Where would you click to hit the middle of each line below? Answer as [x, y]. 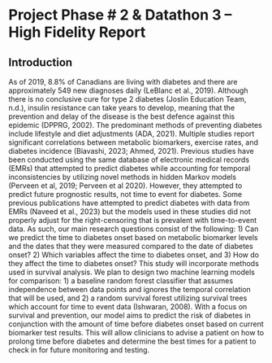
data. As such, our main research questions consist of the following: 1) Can [134, 229]
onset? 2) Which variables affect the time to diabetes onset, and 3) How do [134, 255]
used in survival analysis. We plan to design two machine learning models [132, 272]
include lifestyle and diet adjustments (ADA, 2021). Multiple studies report [132, 133]
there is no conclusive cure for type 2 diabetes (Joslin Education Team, [127, 99]
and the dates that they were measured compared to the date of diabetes [131, 246]
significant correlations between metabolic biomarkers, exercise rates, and [133, 142]
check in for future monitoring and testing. [79, 350]
